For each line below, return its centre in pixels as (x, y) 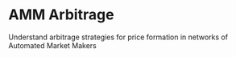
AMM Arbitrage (61, 15)
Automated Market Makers (52, 45)
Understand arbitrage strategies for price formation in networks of (118, 37)
